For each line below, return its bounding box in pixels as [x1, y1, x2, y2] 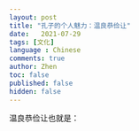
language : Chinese [9, 46, 81, 55]
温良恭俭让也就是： [9, 112, 80, 123]
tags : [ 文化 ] [9, 37, 55, 47]
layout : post [9, 12, 58, 22]
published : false [9, 79, 73, 88]
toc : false [9, 71, 50, 80]
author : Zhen [9, 63, 58, 72]
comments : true [9, 54, 66, 63]
